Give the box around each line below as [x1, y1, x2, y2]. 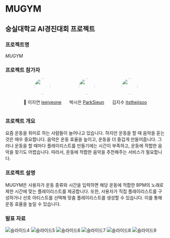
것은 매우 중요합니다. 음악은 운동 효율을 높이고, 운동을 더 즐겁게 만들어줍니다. [5, 137, 157, 143]
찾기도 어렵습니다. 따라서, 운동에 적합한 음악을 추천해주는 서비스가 [14, 149, 145, 155]
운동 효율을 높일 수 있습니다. [5, 201, 61, 207]
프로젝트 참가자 [5, 66, 41, 74]
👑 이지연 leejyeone [23, 99, 62, 106]
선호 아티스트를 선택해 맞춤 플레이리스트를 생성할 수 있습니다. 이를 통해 [22, 194, 162, 200]
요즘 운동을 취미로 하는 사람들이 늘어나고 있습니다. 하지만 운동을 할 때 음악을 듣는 [5, 130, 165, 136]
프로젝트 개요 [5, 118, 36, 125]
